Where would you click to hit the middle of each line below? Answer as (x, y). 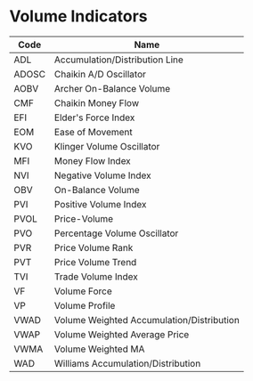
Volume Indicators (79, 16)
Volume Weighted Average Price (122, 334)
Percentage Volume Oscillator (116, 233)
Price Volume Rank (94, 247)
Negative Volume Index (102, 175)
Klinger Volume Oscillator (107, 146)
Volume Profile (85, 305)
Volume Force (83, 291)
